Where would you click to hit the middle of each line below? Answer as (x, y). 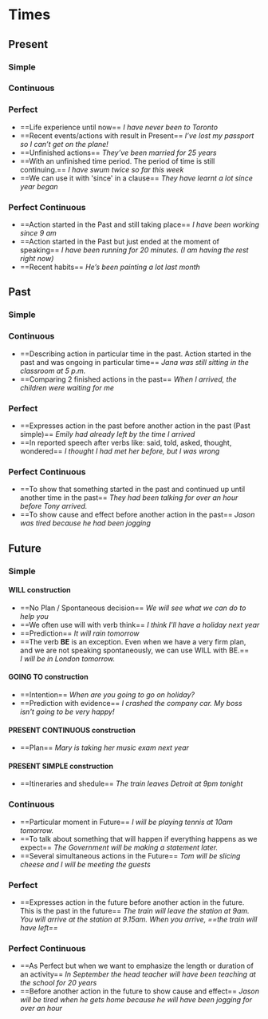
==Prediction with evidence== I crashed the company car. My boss (131, 703)
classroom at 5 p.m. (53, 371)
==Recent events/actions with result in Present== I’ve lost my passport (137, 135)
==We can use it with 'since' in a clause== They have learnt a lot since (136, 178)
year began (39, 186)
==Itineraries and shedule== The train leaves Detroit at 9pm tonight (131, 783)
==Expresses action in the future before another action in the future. (132, 902)
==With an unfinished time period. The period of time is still (117, 161)
